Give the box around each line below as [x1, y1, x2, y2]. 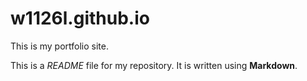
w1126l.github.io [10, 7, 150, 30]
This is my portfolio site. [10, 40, 110, 52]
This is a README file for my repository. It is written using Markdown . [10, 59, 298, 71]
